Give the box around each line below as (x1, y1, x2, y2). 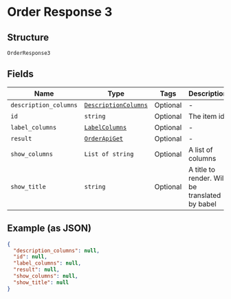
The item (188, 111, 217, 121)
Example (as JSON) (7, 223, 91, 234)
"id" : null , (13, 254, 48, 261)
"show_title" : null (13, 279, 69, 286)
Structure (7, 32, 49, 43)
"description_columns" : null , (13, 247, 100, 254)
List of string (84, 150, 134, 158)
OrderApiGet (84, 135, 124, 142)
